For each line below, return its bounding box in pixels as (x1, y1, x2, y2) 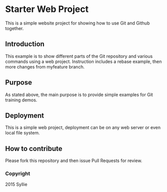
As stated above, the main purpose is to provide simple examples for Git (5, 91, 153, 97)
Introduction (5, 40, 45, 48)
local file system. (5, 130, 40, 136)
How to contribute (5, 144, 63, 153)
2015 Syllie (5, 181, 27, 187)
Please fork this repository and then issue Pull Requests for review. (5, 157, 143, 163)
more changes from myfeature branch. (5, 63, 85, 69)
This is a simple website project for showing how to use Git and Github (5, 20, 150, 26)
